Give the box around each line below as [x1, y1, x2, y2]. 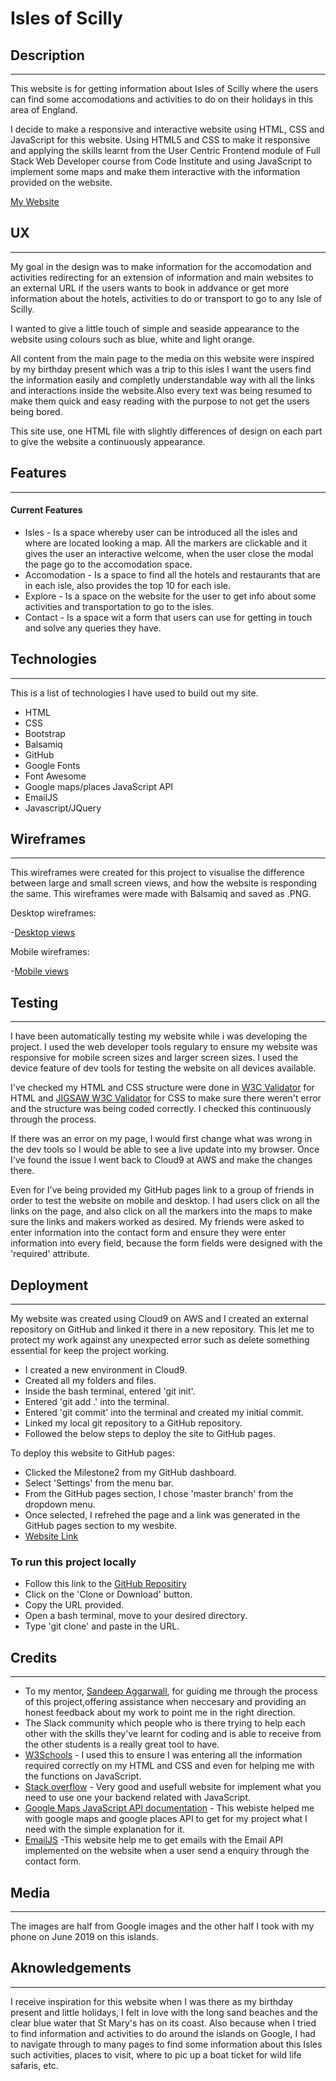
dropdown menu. [24, 1498, 96, 1511]
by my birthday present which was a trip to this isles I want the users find [10, 363, 312, 375]
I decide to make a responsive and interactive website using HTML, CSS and [10, 123, 325, 135]
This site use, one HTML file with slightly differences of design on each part [10, 425, 323, 437]
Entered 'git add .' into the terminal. [24, 1396, 170, 1408]
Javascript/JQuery [24, 802, 102, 814]
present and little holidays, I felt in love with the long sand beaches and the [10, 2006, 319, 2018]
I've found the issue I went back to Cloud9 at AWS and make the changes [10, 1154, 313, 1166]
